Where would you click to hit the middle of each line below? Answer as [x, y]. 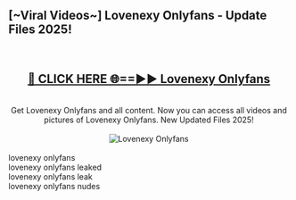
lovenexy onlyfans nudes [54, 186]
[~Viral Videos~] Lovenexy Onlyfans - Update [138, 16]
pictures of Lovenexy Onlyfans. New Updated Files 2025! [149, 120]
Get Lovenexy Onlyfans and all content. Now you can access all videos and [149, 110]
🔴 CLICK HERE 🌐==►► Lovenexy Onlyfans [149, 79]
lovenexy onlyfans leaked [55, 167]
